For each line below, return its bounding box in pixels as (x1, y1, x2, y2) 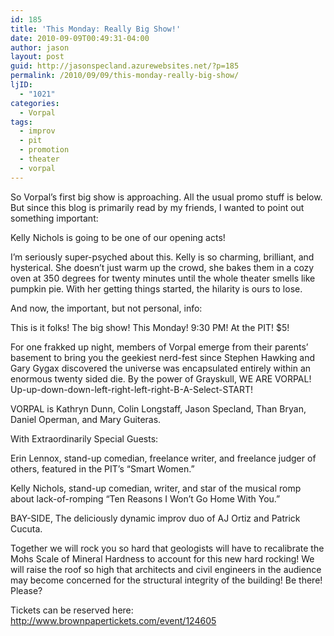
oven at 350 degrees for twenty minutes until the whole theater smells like (10, 272, 316, 284)
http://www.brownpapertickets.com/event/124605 (10, 614, 217, 626)
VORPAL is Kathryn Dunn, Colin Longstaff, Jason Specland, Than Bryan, (10, 402, 307, 415)
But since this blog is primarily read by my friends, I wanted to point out (10, 201, 305, 213)
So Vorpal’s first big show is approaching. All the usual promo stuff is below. (10, 191, 323, 203)
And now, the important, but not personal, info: (10, 302, 203, 314)
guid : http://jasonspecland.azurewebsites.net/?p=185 (10, 61, 240, 71)
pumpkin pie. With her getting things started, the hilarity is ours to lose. (10, 282, 303, 295)
